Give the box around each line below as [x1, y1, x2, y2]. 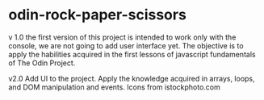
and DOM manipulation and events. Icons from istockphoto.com [8, 82, 220, 92]
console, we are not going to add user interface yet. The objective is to [8, 40, 244, 50]
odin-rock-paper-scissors [8, 6, 187, 24]
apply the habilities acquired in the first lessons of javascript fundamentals [8, 49, 256, 59]
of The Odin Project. [8, 58, 76, 68]
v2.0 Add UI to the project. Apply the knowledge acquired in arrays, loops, [8, 73, 256, 83]
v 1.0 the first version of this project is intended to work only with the [8, 32, 237, 42]
